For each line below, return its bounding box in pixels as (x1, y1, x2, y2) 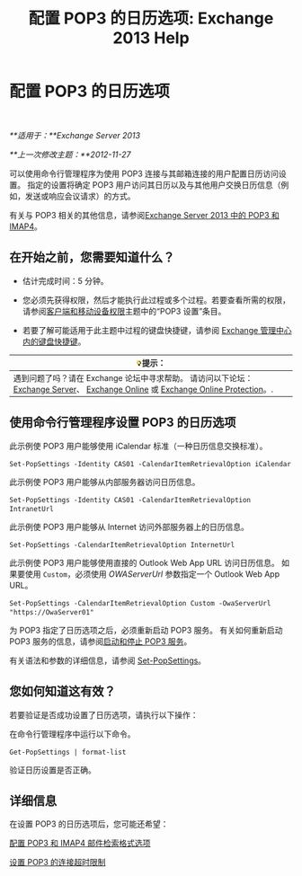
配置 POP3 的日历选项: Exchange (28, 8, 274, 29)
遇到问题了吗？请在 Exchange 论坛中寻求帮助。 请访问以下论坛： (13, 372, 253, 383)
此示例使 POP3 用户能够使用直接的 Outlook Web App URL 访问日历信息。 (9, 557, 280, 568)
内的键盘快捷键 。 (22, 336, 86, 347)
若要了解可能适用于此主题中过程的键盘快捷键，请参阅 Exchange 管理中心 (22, 324, 292, 335)
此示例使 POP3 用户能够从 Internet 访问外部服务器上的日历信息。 (9, 521, 250, 532)
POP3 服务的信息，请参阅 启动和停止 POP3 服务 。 (9, 635, 192, 647)
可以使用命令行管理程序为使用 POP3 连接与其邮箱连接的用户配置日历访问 (9, 168, 280, 179)
